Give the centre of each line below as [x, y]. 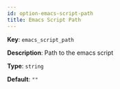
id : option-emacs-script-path [50, 13]
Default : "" [23, 79]
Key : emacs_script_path [40, 39]
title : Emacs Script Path [44, 20]
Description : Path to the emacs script [60, 53]
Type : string [26, 66]
